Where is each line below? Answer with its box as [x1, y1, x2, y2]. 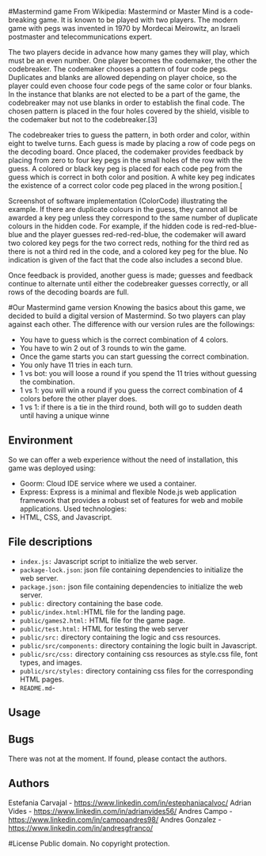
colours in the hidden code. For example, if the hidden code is [8, 221, 211, 231]
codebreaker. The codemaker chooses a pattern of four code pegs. [8, 64, 228, 74]
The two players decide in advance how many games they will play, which [8, 48, 250, 56]
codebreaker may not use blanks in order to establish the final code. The [8, 98, 245, 107]
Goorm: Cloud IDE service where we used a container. [19, 478, 197, 488]
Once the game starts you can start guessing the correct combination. [19, 352, 249, 361]
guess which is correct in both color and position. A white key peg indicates [8, 172, 256, 182]
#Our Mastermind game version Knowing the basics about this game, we [8, 303, 246, 312]
